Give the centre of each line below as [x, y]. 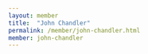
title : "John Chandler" [49, 23]
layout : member [33, 15]
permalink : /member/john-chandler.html [74, 30]
